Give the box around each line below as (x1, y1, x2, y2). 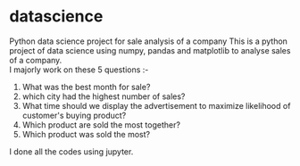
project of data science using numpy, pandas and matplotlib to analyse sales (9, 45, 291, 55)
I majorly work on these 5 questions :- (9, 64, 149, 75)
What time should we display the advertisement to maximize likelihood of (21, 100, 291, 111)
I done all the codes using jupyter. (9, 145, 134, 157)
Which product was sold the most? (21, 129, 150, 139)
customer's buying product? (21, 110, 127, 120)
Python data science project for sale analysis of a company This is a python (9, 36, 288, 46)
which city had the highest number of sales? (21, 91, 186, 102)
